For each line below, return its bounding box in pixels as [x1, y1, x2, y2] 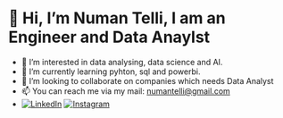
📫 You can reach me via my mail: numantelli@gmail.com [21, 85, 231, 97]
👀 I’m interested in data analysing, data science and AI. [21, 56, 223, 67]
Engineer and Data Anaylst [8, 27, 211, 47]
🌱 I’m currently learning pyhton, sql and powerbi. [21, 66, 201, 77]
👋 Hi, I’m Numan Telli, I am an [8, 8, 226, 29]
